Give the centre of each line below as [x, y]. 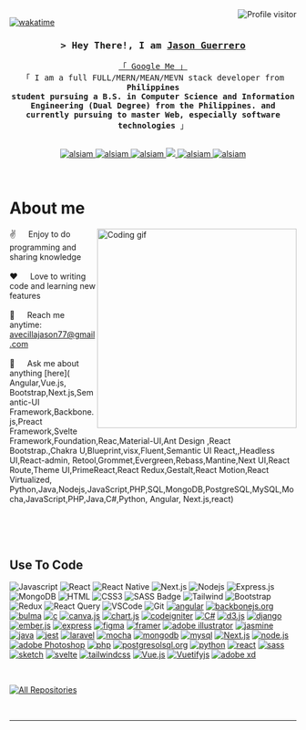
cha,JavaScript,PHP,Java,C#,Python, [79, 499]
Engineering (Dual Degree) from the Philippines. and [153, 106]
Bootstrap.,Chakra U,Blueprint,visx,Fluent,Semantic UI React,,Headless [142, 451]
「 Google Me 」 [153, 67]
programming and [43, 247]
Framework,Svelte [43, 431]
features [25, 296]
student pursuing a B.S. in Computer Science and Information [153, 97]
